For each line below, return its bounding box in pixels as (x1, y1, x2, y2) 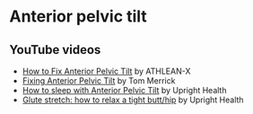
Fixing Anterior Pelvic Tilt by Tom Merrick (22, 75, 176, 86)
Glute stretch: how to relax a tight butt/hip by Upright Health (22, 94, 244, 105)
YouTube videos (9, 42, 101, 57)
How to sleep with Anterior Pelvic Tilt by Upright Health (22, 85, 227, 95)
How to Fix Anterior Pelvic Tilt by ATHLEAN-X (22, 66, 191, 76)
